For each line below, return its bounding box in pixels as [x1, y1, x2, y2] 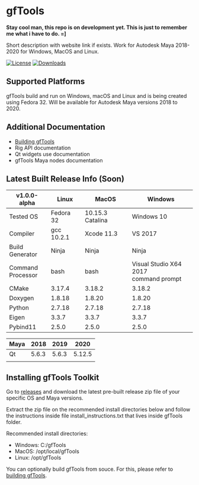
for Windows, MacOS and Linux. [20, 47, 99, 55]
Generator [9, 250, 37, 259]
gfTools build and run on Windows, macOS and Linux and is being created [6, 92, 187, 99]
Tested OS [9, 212, 38, 221]
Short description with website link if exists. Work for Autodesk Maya [6, 42, 175, 49]
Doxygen [9, 294, 34, 302]
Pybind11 [9, 323, 37, 331]
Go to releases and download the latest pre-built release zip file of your [6, 388, 180, 395]
